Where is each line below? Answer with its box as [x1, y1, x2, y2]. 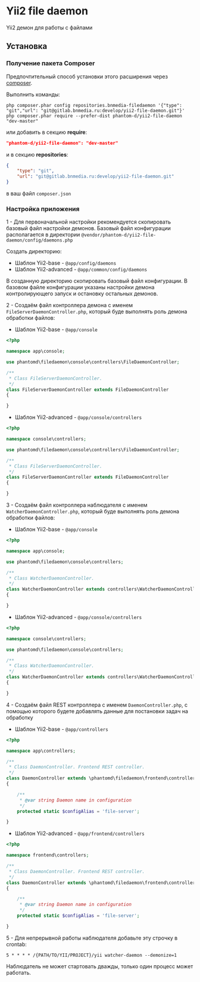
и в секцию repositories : [6, 151, 68, 158]
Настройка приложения [6, 204, 80, 213]
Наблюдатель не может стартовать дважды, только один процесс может [6, 962, 193, 969]
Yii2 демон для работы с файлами [6, 24, 93, 31]
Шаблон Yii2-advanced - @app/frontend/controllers [14, 830, 145, 837]
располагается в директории [6, 231, 80, 238]
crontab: [6, 940, 27, 948]
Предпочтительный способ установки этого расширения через [6, 73, 168, 80]
